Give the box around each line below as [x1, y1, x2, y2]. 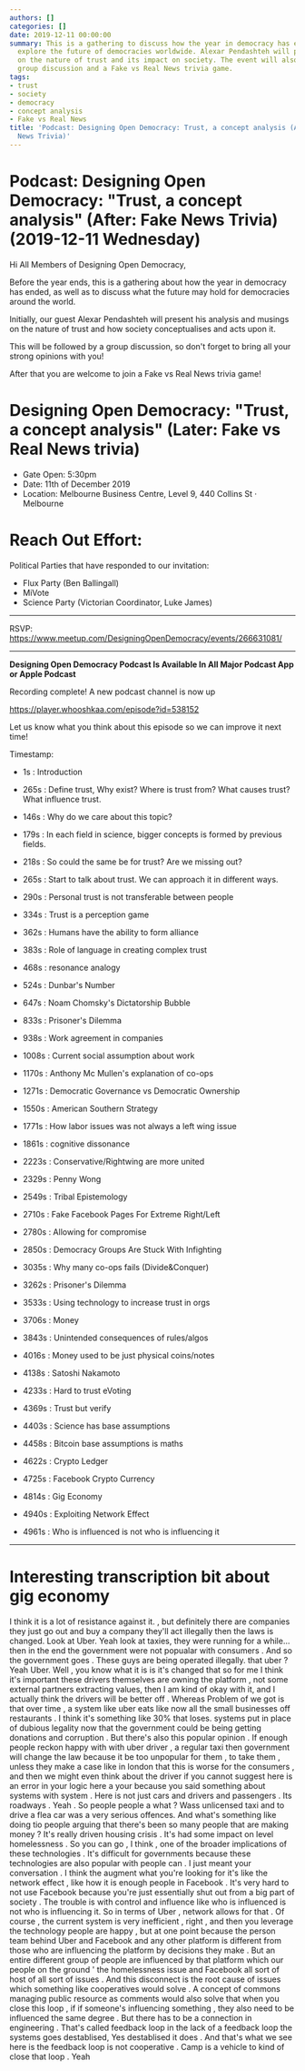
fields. [22, 838, 46, 849]
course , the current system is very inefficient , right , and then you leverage [9, 1915, 293, 1926]
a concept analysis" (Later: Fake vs [9, 419, 281, 439]
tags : [9, 73, 30, 82]
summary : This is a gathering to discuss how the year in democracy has [9, 38, 290, 48]
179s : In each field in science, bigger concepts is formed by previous [22, 829, 283, 840]
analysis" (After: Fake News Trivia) [9, 210, 279, 230]
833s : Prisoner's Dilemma [22, 1015, 123, 1025]
